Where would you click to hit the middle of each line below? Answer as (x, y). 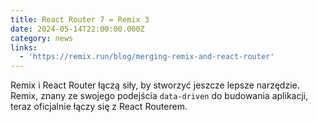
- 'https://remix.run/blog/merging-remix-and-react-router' (147, 57)
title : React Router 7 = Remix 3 (80, 19)
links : (24, 47)
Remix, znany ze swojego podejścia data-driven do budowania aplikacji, (159, 96)
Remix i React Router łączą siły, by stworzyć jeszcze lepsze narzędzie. (155, 85)
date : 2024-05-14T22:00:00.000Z (77, 29)
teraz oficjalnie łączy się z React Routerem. (99, 107)
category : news (42, 38)
